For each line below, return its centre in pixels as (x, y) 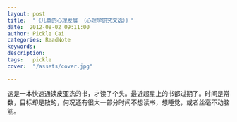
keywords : (22, 47)
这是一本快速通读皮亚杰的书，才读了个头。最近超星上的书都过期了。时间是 (115, 93)
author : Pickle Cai (36, 33)
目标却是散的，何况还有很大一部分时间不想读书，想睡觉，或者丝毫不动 (121, 102)
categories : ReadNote (39, 40)
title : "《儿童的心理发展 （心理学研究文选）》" (71, 20)
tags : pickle (30, 60)
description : (26, 54)
